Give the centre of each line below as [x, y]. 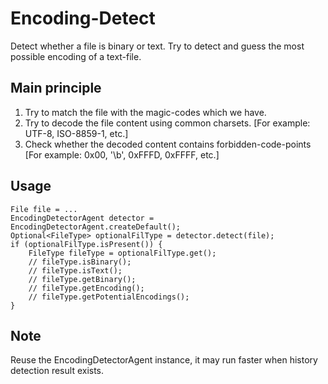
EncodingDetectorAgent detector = [82, 218]
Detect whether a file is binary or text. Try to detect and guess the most [157, 46]
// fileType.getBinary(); [82, 279]
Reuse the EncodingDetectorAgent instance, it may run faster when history [164, 360]
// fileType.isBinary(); [80, 262]
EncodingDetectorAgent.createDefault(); [96, 227]
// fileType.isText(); [75, 270]
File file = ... [44, 209]
